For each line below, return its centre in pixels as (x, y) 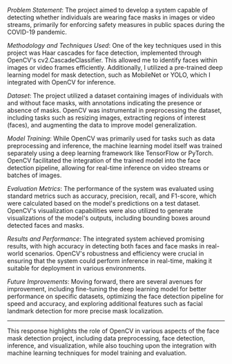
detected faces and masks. (46, 225)
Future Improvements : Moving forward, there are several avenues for (105, 282)
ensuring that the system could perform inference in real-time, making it (110, 261)
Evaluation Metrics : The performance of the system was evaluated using (110, 189)
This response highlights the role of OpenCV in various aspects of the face (113, 331)
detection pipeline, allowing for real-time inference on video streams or (108, 168)
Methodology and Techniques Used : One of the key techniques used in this (115, 45)
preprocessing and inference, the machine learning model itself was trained (115, 146)
